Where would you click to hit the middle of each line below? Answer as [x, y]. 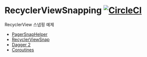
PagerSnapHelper [30, 34]
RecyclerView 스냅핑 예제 [29, 24]
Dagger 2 [21, 44]
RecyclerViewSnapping [53, 10]
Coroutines [23, 50]
